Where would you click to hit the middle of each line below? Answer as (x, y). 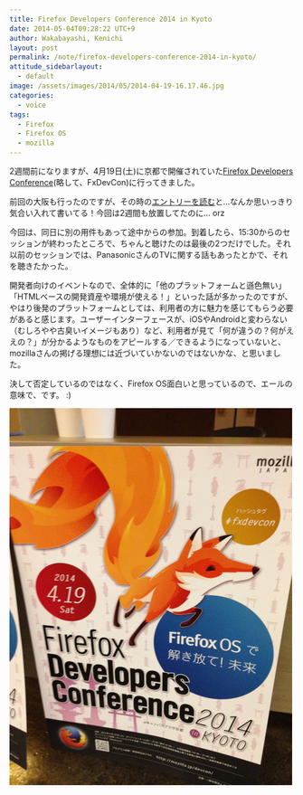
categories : (32, 95)
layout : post (34, 48)
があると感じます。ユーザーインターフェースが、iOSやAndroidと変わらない (148, 319)
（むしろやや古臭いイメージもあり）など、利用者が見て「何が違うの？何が (148, 331)
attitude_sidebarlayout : (56, 67)
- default (36, 77)
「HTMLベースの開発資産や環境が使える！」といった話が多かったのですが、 (151, 297)
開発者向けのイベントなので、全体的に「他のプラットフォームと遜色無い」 (148, 285)
